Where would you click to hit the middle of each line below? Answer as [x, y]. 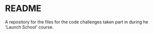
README [23, 8]
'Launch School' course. [29, 27]
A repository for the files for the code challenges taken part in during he [77, 22]
